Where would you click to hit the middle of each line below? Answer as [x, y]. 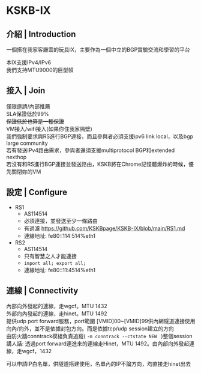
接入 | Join [26, 91]
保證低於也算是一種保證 [35, 121]
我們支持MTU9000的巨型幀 [40, 70]
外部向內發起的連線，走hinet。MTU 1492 [57, 314]
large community [27, 143]
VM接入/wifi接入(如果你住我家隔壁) [49, 129]
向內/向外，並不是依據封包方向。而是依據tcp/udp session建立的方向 [90, 329]
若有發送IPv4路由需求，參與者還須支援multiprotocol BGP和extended [91, 150]
